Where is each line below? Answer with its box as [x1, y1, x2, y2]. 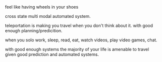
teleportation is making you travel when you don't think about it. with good [5, 23, 153, 28]
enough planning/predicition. [5, 28, 63, 33]
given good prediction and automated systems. [5, 51, 99, 57]
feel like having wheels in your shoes [5, 4, 79, 10]
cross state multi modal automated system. [5, 13, 91, 19]
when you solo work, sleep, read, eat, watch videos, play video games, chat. [5, 37, 158, 43]
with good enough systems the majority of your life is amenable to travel [5, 47, 149, 52]
